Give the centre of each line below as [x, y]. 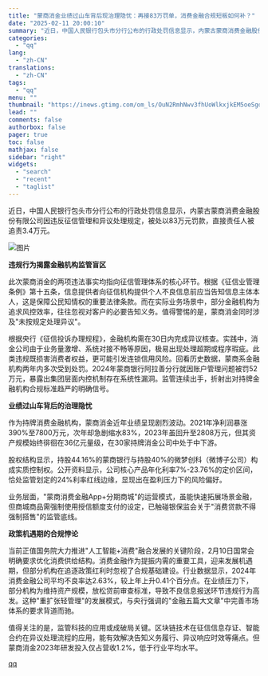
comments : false [35, 120]
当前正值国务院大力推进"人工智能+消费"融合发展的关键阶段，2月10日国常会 [132, 550]
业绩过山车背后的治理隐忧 [50, 406]
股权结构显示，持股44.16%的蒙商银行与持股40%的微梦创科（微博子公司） [130, 459]
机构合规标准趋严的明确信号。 [64, 388]
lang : [17, 53]
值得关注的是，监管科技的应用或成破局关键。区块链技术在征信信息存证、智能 [134, 627]
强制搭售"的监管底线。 [45, 516]
